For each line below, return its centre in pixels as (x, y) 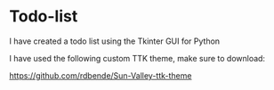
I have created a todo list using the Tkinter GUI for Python (115, 41)
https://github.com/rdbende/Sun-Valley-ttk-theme (101, 75)
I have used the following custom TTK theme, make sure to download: (137, 58)
